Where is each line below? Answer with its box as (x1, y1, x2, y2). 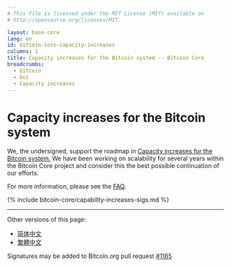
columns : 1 (7, 48, 38, 55)
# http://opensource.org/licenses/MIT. (7, 17, 122, 23)
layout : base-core (7, 29, 60, 36)
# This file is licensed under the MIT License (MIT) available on (7, 10, 205, 17)
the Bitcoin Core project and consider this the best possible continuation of (7, 162, 220, 170)
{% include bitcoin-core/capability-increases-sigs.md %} (7, 195, 170, 204)
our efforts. (7, 169, 39, 178)
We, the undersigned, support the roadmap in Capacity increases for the (7, 147, 213, 156)
